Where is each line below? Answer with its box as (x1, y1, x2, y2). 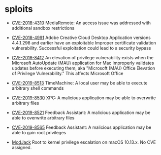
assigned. (11, 144, 32, 150)
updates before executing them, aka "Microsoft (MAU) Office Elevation (11, 65, 156, 71)
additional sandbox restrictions (11, 25, 75, 31)
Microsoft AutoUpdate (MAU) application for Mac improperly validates (11, 60, 154, 66)
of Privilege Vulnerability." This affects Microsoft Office (11, 70, 124, 76)
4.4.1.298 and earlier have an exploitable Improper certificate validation (11, 39, 156, 45)
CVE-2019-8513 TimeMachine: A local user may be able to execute (11, 80, 148, 86)
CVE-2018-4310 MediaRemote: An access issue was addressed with (11, 20, 151, 26)
